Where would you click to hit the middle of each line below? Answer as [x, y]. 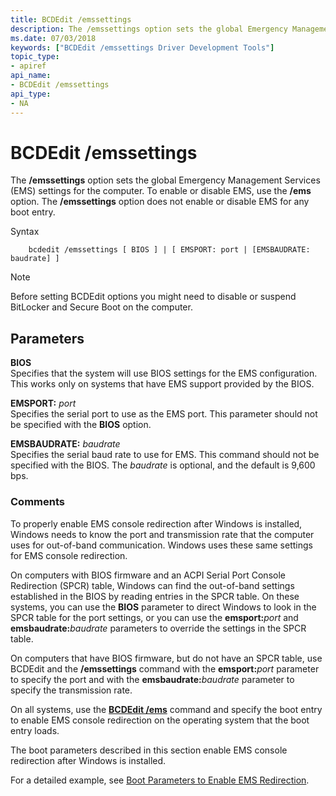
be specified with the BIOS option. [81, 425]
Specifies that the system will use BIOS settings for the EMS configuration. [164, 373]
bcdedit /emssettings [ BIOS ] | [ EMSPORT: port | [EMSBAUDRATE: [169, 250]
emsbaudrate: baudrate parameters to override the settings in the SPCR [158, 628]
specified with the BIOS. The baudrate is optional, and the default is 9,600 [163, 465]
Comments [37, 502]
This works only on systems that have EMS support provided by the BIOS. [162, 384]
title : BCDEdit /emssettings [71, 19]
